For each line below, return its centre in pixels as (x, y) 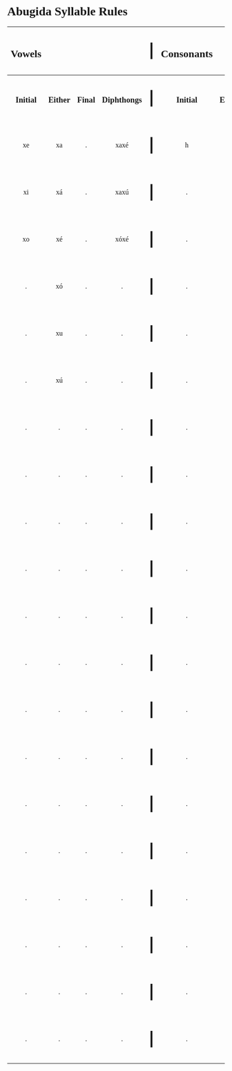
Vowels (26, 54)
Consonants (187, 54)
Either (59, 100)
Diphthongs (122, 100)
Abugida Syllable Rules (67, 11)
